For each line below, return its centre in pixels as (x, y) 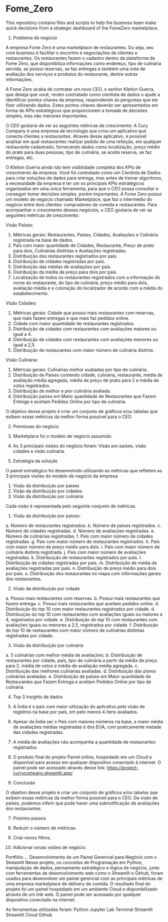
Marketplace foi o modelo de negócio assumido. (63, 436)
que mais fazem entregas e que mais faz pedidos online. (71, 318)
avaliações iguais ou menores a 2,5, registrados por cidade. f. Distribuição (82, 625)
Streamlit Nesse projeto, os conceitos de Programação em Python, (74, 862)
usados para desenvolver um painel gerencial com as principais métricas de (84, 878)
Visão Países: (19, 225)
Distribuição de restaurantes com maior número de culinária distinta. (83, 350)
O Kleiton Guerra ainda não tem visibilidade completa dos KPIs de (73, 167)
